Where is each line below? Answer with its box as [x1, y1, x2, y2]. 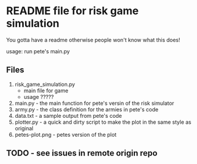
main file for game [23, 87, 68, 94]
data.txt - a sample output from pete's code [14, 112, 122, 119]
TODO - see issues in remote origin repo [6, 148, 158, 158]
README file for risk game [6, 4, 139, 18]
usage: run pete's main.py [6, 47, 70, 54]
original [14, 124, 34, 131]
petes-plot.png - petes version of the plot [14, 131, 117, 138]
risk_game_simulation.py [14, 81, 76, 88]
